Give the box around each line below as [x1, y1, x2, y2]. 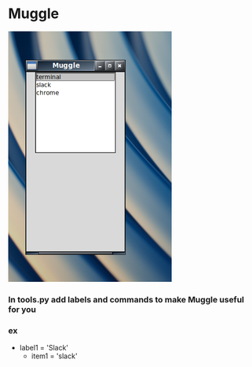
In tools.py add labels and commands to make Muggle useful [8, 294, 245, 305]
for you [8, 304, 37, 315]
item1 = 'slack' [31, 351, 78, 361]
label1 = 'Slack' [19, 343, 69, 353]
